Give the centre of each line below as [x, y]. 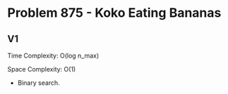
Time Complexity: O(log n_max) [53, 55]
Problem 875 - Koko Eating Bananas [114, 13]
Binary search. [38, 83]
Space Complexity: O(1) [42, 69]
